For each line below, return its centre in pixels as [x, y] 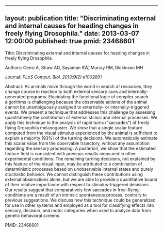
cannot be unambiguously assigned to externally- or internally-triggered [77, 107]
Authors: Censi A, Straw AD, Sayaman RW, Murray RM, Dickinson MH [74, 67]
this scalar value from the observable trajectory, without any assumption [77, 143]
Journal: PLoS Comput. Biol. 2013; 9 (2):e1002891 [53, 77]
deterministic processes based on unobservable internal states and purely [79, 169]
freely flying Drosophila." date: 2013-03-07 [72, 34]
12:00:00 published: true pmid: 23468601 [70, 41]
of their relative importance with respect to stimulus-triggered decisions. [78, 184]
